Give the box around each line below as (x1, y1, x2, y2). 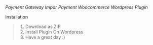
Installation (5, 14, 28, 19)
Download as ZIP (25, 23, 61, 29)
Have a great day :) (25, 34, 65, 40)
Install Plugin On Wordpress (25, 29, 84, 34)
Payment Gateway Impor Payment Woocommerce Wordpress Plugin (5, 4, 148, 10)
